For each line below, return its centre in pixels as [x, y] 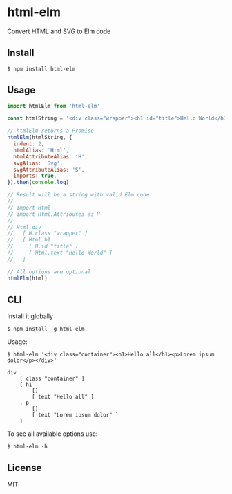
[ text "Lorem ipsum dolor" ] [75, 415]
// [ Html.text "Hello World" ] [60, 253]
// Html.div [24, 227]
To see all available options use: [52, 434]
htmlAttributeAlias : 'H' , [51, 156]
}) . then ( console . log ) [38, 183]
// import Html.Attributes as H [54, 214]
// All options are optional [49, 272]
